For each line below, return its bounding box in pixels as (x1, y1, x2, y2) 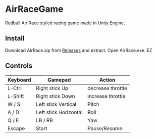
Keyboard (7, 76, 31, 83)
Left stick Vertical (36, 100, 77, 107)
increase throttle (87, 92, 126, 99)
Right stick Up (36, 85, 68, 92)
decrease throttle (87, 85, 128, 92)
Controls (5, 62, 33, 70)
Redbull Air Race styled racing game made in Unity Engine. (5, 20, 125, 26)
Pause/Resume (87, 125, 123, 132)
